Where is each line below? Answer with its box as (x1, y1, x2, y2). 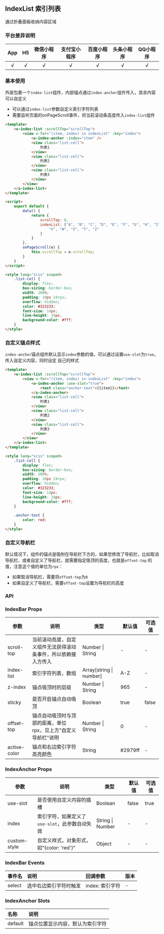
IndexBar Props (5, 605, 42, 612)
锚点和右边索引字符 (32, 744, 77, 751)
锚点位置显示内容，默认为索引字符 (28, 920, 107, 927)
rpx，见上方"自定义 (32, 727, 77, 734)
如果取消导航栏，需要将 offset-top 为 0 (12, 574, 88, 580)
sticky (7, 699, 21, 706)
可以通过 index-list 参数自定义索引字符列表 (12, 106, 99, 112)
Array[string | (82, 667, 113, 674)
